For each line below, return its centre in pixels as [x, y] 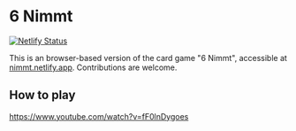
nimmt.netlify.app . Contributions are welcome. [93, 67]
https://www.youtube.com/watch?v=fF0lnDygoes [99, 116]
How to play [42, 95]
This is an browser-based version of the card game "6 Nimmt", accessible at [148, 58]
